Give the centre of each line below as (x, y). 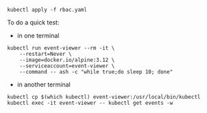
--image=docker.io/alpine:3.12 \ (67, 60)
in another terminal (44, 84)
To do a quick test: (33, 22)
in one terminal (38, 35)
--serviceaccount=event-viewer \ (67, 66)
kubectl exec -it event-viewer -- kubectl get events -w (90, 103)
